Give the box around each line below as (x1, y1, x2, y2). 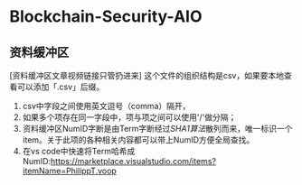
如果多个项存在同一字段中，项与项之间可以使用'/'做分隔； (22, 112, 237, 123)
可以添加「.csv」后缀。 (16, 81, 105, 92)
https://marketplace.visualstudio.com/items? (50, 156, 217, 166)
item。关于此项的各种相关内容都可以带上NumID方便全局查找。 (22, 134, 255, 145)
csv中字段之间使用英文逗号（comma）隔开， (22, 101, 191, 111)
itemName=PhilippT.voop (22, 165, 118, 176)
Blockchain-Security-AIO (9, 6, 203, 27)
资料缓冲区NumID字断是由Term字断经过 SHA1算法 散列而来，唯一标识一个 (22, 124, 293, 134)
